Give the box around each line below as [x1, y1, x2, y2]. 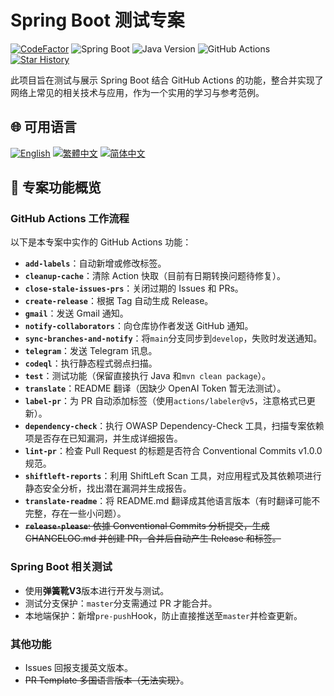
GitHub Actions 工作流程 [10, 212, 130, 226]
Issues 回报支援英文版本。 [24, 662, 134, 674]
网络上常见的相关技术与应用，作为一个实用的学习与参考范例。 [10, 86, 265, 98]
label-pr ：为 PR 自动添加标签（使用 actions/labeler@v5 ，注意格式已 [24, 395, 307, 407]
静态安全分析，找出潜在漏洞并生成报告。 [24, 482, 192, 495]
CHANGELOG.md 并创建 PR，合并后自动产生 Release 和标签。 [24, 532, 282, 545]
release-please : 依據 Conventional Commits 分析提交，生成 [24, 520, 270, 532]
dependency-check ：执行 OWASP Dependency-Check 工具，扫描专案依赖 [24, 420, 325, 432]
